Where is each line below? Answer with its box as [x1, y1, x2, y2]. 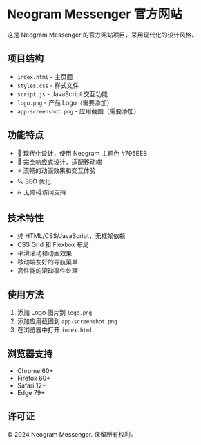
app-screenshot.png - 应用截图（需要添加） [17, 107, 140, 115]
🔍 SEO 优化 [17, 177, 52, 185]
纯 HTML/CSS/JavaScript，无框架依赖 [17, 232, 126, 240]
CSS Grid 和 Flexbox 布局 [17, 240, 89, 249]
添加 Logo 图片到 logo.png [17, 309, 93, 317]
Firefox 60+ [17, 374, 50, 382]
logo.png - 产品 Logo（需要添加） [17, 98, 113, 107]
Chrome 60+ [17, 367, 54, 374]
